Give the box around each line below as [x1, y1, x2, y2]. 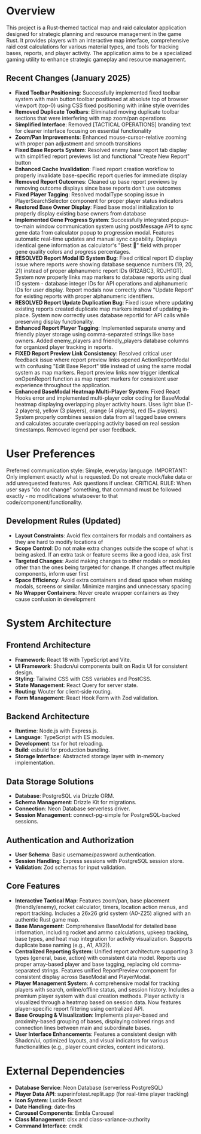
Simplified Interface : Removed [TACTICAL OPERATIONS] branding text [14, 121, 191, 128]
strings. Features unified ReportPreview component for [41, 966, 177, 974]
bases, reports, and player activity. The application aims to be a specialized [6, 49, 192, 56]
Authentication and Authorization [6, 835, 135, 845]
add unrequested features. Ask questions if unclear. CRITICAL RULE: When [6, 479, 191, 487]
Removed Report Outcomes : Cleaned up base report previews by [14, 178, 178, 185]
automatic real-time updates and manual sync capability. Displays [14, 235, 178, 242]
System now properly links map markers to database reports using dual [14, 273, 191, 281]
